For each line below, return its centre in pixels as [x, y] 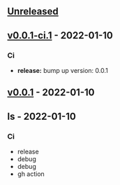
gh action [31, 174]
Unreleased [33, 12]
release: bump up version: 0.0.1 [62, 71]
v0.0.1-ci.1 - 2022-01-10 [60, 35]
